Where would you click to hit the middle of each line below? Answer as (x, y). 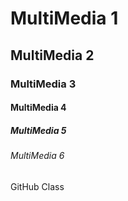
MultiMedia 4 (38, 108)
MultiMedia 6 (37, 156)
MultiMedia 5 (38, 130)
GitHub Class (37, 186)
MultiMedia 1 (64, 18)
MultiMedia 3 (43, 84)
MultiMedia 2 (52, 55)
